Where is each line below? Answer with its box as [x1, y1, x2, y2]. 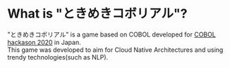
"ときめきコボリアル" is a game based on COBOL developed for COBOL [7, 30, 217, 39]
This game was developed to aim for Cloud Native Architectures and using [7, 46, 224, 54]
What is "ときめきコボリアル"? [7, 6, 188, 22]
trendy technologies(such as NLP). [7, 53, 109, 61]
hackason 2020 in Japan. [7, 38, 81, 46]
